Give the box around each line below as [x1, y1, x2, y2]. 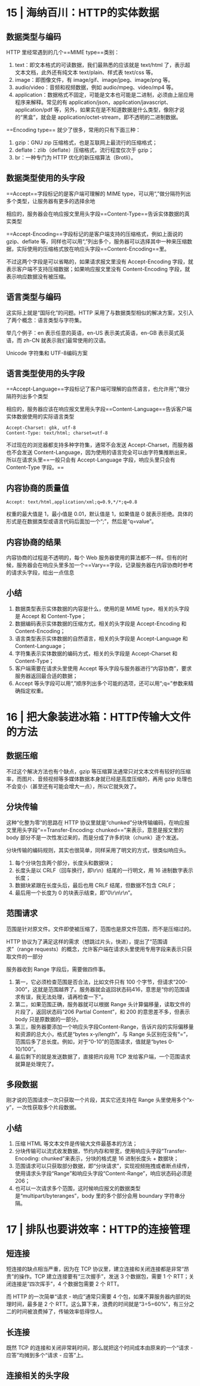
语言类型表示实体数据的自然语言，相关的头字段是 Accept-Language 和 [14, 635, 188, 642]
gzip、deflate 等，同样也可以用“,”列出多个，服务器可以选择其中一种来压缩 [6, 238, 187, 245]
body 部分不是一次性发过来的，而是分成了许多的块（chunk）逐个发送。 [6, 834, 182, 841]
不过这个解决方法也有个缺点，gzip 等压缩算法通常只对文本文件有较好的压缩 [6, 767, 191, 775]
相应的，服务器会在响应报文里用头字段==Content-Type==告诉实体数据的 [6, 210, 185, 217]
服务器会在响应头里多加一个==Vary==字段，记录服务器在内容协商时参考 [16, 561, 193, 568]
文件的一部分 [11, 952, 43, 960]
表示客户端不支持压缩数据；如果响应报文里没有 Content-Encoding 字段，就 [6, 265, 190, 272]
